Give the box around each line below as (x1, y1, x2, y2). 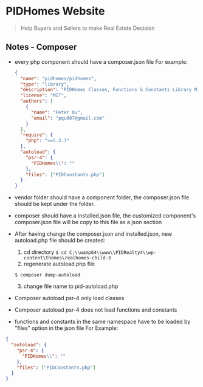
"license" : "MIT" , (20, 92, 67, 98)
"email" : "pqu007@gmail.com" (30, 115, 105, 121)
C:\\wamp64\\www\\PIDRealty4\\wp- (69, 250, 157, 256)
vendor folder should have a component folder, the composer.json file (14, 194, 190, 201)
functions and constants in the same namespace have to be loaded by (14, 318, 191, 326)
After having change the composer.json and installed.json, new (14, 230, 173, 238)
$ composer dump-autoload (14, 272, 80, 278)
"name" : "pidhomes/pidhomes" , (20, 75, 97, 81)
